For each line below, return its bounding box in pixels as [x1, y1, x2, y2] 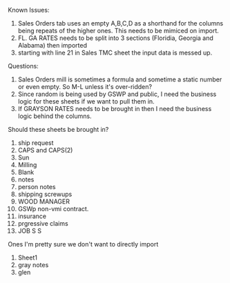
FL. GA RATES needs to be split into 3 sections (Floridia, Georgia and [17, 34, 213, 42]
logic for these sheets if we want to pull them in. [17, 97, 155, 106]
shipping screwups [17, 190, 73, 198]
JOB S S [17, 227, 42, 235]
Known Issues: [8, 6, 50, 14]
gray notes [17, 261, 49, 269]
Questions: [8, 62, 39, 70]
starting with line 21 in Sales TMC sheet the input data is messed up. [17, 48, 213, 57]
